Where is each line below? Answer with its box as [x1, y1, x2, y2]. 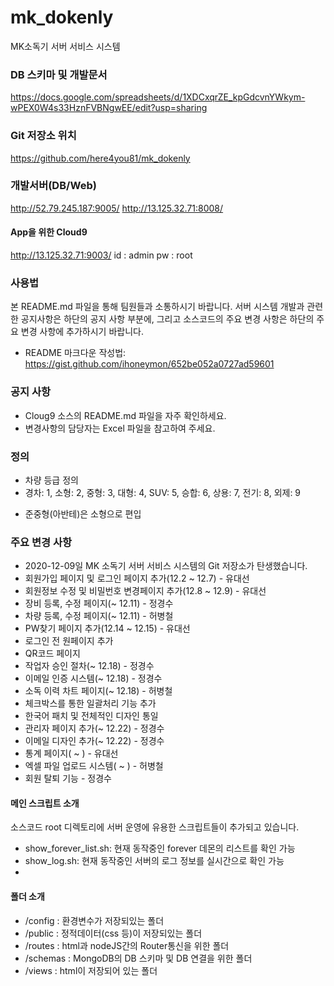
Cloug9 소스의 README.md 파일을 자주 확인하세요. [24, 409, 227, 421]
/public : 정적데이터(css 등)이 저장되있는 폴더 [24, 927, 203, 939]
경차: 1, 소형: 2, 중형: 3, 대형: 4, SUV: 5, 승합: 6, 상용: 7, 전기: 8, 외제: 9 [24, 486, 302, 498]
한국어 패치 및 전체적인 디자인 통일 [24, 710, 159, 722]
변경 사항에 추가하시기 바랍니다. [20, 326, 144, 338]
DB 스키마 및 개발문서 [10, 67, 108, 81]
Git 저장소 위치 [10, 129, 77, 143]
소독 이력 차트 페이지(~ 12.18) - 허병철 [24, 685, 173, 697]
